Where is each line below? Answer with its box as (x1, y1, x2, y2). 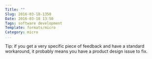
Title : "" (5, 7, 25, 12)
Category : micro (5, 30, 38, 35)
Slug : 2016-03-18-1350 (5, 12, 51, 17)
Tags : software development (5, 20, 63, 26)
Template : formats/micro (5, 25, 56, 30)
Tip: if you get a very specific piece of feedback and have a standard (5, 43, 145, 49)
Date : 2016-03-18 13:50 (5, 16, 54, 21)
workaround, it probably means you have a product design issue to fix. (5, 48, 148, 54)
